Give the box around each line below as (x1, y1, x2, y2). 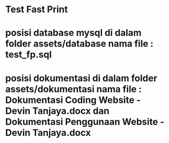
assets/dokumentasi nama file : (5, 83, 142, 95)
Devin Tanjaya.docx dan (5, 105, 110, 116)
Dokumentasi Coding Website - (5, 94, 141, 106)
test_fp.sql (5, 49, 52, 60)
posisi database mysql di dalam (5, 27, 142, 39)
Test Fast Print (5, 4, 68, 15)
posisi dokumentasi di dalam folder (5, 72, 157, 84)
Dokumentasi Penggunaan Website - (5, 116, 164, 128)
